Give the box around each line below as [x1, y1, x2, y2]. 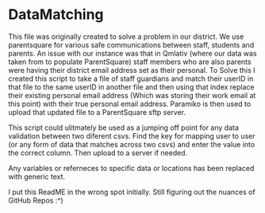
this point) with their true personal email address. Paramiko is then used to [8, 99, 252, 108]
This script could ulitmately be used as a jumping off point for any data [8, 123, 240, 132]
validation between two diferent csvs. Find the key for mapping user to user [8, 131, 255, 140]
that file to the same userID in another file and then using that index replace [8, 82, 255, 92]
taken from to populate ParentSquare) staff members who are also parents [8, 57, 252, 67]
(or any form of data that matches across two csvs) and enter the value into [8, 139, 255, 149]
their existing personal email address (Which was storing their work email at [8, 90, 256, 100]
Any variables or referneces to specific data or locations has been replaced [8, 163, 255, 173]
